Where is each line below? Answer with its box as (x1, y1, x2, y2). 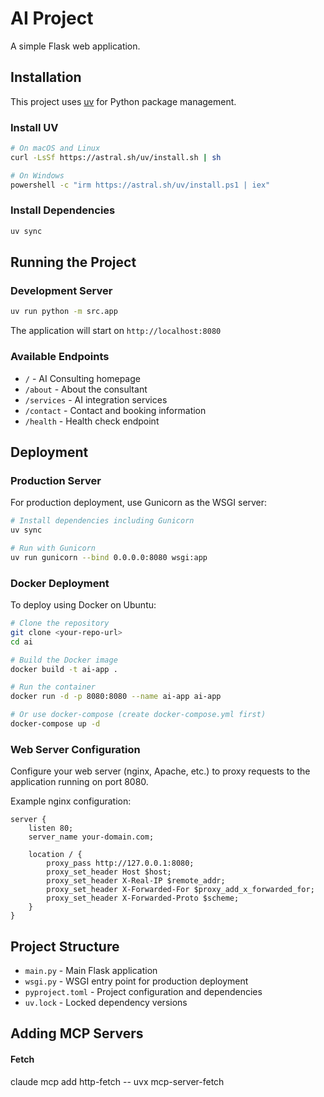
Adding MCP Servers (10, 1025, 144, 1042)
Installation (10, 69, 82, 86)
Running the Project (10, 254, 137, 271)
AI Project (10, 7, 94, 30)
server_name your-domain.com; (28, 832, 155, 842)
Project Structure (10, 938, 120, 955)
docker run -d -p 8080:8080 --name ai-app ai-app (10, 692, 222, 702)
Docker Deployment (10, 576, 110, 590)
